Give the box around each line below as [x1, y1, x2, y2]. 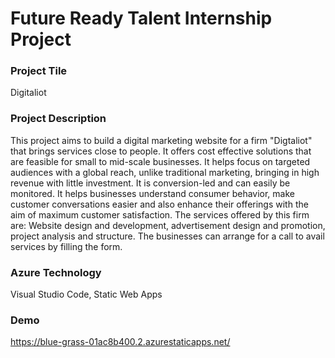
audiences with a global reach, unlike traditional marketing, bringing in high [10, 166, 320, 178]
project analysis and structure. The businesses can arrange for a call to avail [10, 230, 325, 242]
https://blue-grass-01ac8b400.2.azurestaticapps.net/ [10, 336, 231, 348]
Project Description [10, 112, 107, 126]
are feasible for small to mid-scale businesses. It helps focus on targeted [10, 155, 311, 167]
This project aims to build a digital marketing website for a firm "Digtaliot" [10, 134, 313, 146]
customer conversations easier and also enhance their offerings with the [10, 198, 309, 210]
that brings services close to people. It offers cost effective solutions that [10, 145, 312, 157]
